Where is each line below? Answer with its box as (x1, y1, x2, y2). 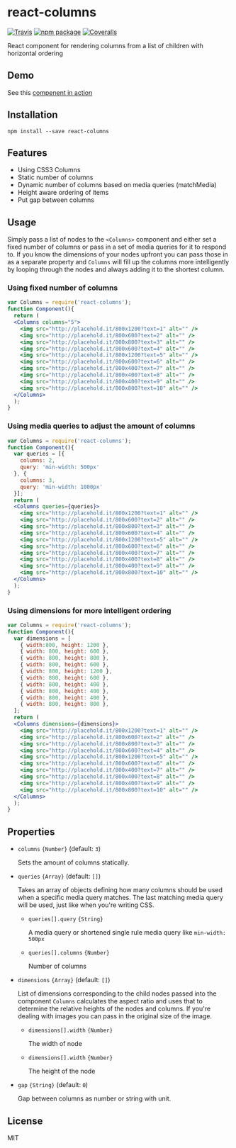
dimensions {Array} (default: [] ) (17, 976, 111, 984)
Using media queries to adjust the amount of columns (7, 421, 196, 431)
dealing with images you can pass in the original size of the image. (17, 1012, 213, 1020)
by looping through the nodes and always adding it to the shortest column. (7, 265, 225, 274)
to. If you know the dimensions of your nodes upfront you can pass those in (7, 250, 228, 259)
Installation (7, 109, 58, 121)
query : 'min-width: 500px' (20, 463, 100, 471)
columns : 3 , (20, 476, 55, 484)
